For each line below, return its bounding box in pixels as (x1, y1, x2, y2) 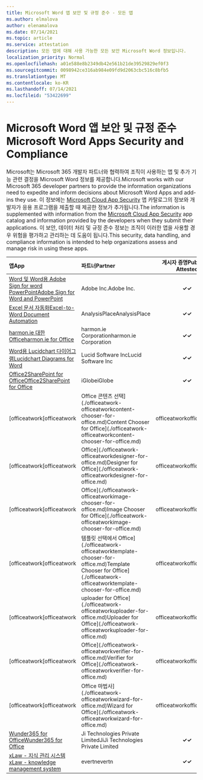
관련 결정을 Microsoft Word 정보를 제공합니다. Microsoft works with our (12, 175, 184, 182)
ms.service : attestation (6, 42, 69, 48)
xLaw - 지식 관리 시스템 (8, 752, 66, 759)
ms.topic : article (6, 35, 53, 42)
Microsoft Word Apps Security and (6, 135, 184, 148)
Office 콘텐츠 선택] (81, 392, 126, 399)
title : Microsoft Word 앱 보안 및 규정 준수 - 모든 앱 (6, 10, 134, 16)
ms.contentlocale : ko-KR (6, 80, 69, 86)
